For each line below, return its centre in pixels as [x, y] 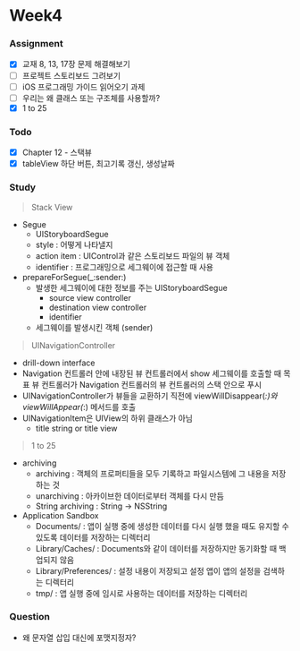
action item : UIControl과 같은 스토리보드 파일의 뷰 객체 [133, 255]
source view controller [90, 297]
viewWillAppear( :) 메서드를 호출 [79, 407]
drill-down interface [58, 363]
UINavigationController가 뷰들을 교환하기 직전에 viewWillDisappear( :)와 [150, 396]
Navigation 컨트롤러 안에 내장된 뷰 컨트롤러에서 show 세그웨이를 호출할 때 [152, 373]
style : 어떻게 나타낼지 [74, 244]
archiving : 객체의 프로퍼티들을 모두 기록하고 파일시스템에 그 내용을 [152, 473]
